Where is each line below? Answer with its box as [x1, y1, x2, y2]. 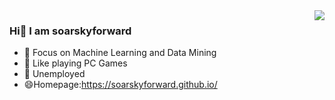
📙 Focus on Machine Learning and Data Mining [23, 47, 217, 59]
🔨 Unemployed [23, 68, 86, 80]
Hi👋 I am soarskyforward [9, 24, 132, 38]
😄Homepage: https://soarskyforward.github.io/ [23, 79, 218, 91]
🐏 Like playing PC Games [23, 57, 128, 69]
